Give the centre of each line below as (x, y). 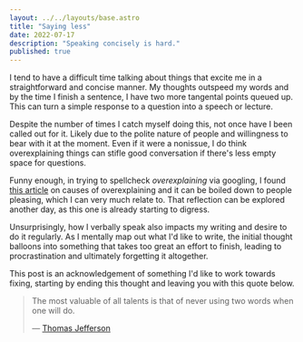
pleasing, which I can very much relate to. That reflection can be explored (147, 200)
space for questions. (48, 163)
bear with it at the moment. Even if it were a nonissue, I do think (128, 144)
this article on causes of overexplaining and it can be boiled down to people (151, 190)
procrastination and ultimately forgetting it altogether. (109, 256)
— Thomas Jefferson (71, 328)
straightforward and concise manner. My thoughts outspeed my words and (149, 87)
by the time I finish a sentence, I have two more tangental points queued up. (151, 97)
